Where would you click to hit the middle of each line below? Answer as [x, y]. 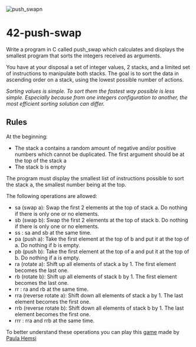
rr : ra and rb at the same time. [52, 289]
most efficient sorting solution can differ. [55, 103]
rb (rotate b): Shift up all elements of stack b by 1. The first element [96, 276]
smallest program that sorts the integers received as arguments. [84, 56]
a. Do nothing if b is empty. [47, 245]
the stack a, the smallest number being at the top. [66, 184]
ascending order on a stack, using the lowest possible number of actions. [95, 79]
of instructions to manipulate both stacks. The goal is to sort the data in [93, 73]
